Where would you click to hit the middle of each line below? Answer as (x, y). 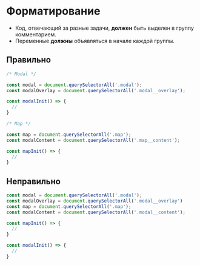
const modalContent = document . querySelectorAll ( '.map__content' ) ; (93, 140)
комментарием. (35, 34)
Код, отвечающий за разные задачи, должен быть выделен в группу (104, 28)
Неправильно (33, 181)
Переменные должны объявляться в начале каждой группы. (95, 41)
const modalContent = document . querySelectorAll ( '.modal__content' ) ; (96, 212)
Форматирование (53, 11)
